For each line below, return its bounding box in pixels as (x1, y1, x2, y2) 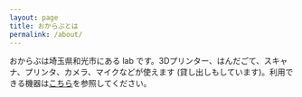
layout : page (9, 13, 59, 22)
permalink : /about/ (9, 30, 83, 39)
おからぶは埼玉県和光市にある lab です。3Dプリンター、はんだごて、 (9, 56, 265, 66)
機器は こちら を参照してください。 (24, 78, 152, 89)
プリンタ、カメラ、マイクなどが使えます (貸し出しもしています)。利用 (24, 66, 287, 77)
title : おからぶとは (9, 22, 79, 31)
